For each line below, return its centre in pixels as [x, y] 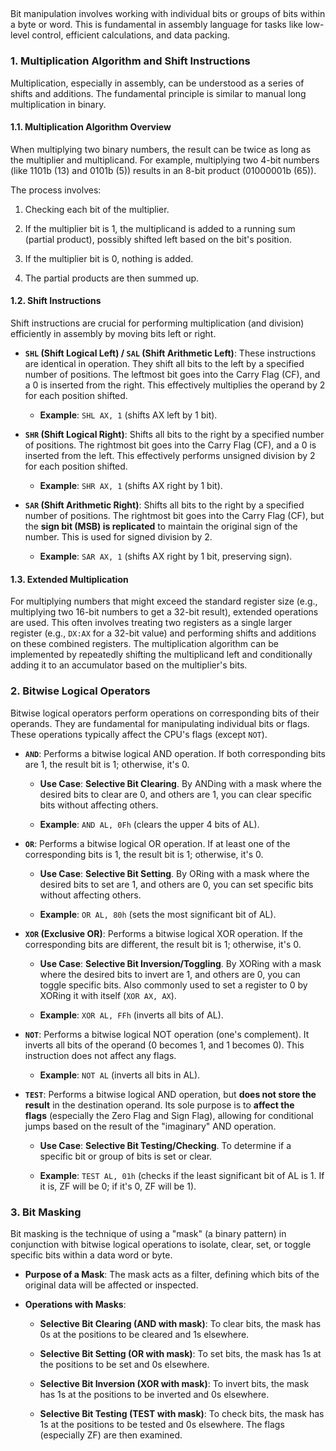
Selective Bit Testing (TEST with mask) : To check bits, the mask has [182, 1413]
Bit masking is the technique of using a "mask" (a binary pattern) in [148, 1233]
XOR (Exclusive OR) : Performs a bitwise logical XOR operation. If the [163, 933]
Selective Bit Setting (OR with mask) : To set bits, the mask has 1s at [180, 1353]
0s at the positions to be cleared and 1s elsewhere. [144, 1334]
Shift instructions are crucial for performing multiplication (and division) [157, 323]
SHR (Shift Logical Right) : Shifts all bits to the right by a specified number [174, 435]
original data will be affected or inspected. [111, 1285]
